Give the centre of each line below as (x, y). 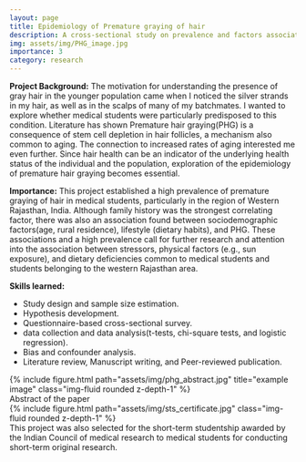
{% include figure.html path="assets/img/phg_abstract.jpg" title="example (149, 380)
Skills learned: (37, 286)
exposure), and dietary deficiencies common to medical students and (140, 259)
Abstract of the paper (50, 399)
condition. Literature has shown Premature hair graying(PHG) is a (132, 125)
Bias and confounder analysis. (79, 352)
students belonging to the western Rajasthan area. (104, 268)
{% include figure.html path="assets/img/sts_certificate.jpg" (122, 408)
